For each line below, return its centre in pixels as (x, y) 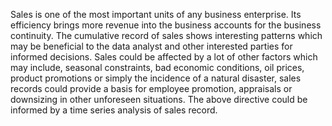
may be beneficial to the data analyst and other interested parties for (151, 46)
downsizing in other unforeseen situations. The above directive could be (159, 99)
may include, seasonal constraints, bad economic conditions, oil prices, (157, 67)
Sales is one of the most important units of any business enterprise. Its (156, 14)
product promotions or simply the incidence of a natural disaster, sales (156, 78)
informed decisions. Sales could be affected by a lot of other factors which (164, 57)
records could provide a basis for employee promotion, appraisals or (151, 88)
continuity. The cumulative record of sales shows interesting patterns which (166, 35)
